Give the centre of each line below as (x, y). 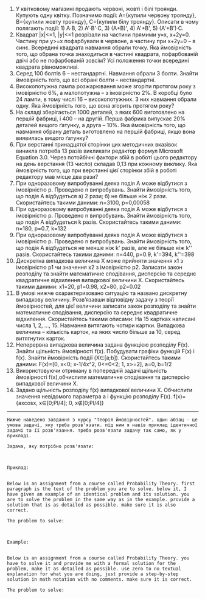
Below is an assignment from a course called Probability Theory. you (98, 558)
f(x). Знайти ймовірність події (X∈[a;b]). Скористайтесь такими (98, 358)
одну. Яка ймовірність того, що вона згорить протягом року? (95, 106)
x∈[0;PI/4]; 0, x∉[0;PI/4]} (71, 403)
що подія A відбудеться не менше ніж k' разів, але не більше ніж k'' (104, 248)
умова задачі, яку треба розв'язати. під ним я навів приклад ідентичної (102, 425)
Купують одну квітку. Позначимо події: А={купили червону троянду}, (106, 15)
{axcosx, (27, 403)
